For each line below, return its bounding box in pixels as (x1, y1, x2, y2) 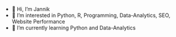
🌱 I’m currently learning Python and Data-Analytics (11, 24, 136, 31)
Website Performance (11, 18, 65, 25)
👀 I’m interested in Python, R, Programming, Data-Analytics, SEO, (11, 12, 171, 19)
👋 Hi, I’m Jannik (11, 6, 50, 12)
